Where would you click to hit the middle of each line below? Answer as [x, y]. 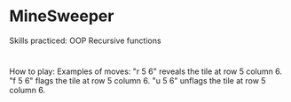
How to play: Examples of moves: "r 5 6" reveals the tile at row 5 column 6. [145, 71]
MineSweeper [62, 16]
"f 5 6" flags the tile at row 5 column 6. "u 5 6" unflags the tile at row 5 [138, 81]
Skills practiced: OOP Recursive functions [85, 40]
